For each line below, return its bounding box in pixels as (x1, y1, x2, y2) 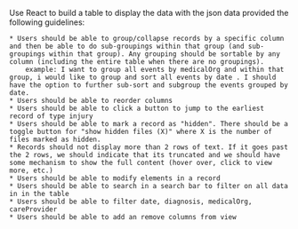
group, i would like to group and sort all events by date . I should (9, 73, 277, 82)
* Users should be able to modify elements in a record (9, 174, 221, 183)
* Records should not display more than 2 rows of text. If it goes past (9, 143, 289, 152)
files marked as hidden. (9, 135, 101, 144)
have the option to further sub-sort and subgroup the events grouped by (9, 81, 289, 90)
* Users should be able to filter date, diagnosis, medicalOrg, (9, 197, 253, 206)
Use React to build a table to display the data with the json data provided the (9, 8, 289, 18)
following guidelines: (9, 17, 85, 28)
